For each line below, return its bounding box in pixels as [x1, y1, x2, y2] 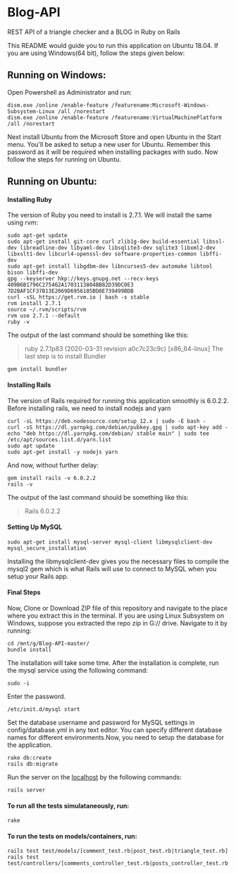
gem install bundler [7, 366, 68, 373]
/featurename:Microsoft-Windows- [111, 102, 210, 109]
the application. [7, 741, 53, 749]
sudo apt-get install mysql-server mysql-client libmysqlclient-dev [7, 538, 213, 546]
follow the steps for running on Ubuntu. [7, 155, 122, 163]
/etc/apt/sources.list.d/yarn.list [7, 436, 112, 443]
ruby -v [7, 318, 30, 325]
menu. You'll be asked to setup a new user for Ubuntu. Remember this [7, 140, 211, 148]
